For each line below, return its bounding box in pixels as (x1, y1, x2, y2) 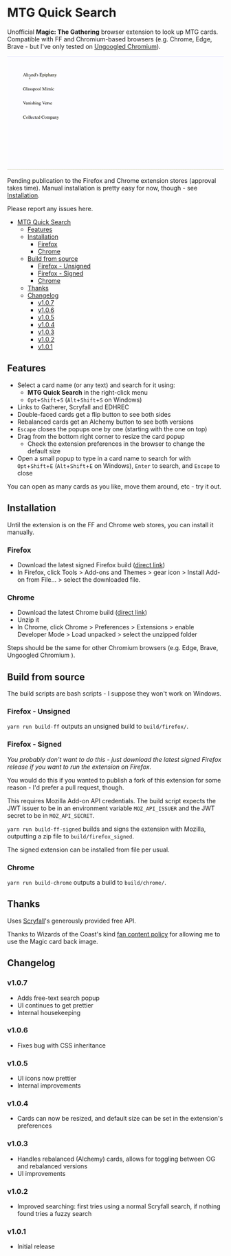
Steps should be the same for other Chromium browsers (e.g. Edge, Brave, (7, 644, 219, 652)
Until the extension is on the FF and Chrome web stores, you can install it (7, 520, 214, 529)
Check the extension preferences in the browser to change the (27, 440, 205, 448)
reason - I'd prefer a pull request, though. (7, 783, 124, 792)
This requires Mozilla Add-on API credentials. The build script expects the (7, 796, 217, 805)
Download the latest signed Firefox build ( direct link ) (16, 561, 166, 569)
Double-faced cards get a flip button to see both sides (16, 410, 171, 418)
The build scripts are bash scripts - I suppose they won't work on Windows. (7, 689, 222, 698)
